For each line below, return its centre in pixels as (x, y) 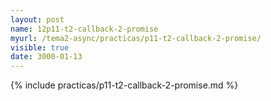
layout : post (37, 19)
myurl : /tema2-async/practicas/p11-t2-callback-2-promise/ (136, 38)
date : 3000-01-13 (46, 57)
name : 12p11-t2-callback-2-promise (84, 29)
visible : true (40, 47)
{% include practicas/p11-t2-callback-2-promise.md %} (124, 85)
